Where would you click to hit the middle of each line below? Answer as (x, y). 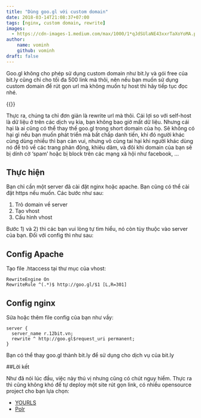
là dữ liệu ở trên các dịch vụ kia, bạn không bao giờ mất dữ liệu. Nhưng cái (98, 122)
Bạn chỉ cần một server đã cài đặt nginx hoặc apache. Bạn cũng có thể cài (98, 187)
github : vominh (36, 51)
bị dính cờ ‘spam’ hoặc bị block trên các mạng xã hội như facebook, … (93, 154)
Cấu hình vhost (33, 217)
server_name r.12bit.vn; (42, 334)
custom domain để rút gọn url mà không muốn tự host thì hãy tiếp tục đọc (97, 86)
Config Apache (35, 254)
